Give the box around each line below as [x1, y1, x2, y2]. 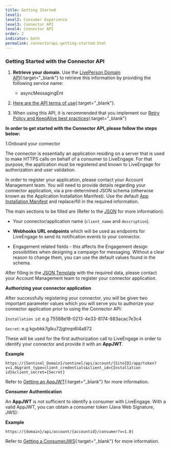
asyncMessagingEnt [20, 90, 63, 96]
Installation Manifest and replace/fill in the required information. [5, 198, 139, 205]
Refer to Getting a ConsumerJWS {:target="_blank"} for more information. [5, 438, 160, 444]
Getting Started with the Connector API [5, 57, 105, 64]
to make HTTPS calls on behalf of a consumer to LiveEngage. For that [5, 156, 153, 162]
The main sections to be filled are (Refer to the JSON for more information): [5, 208, 164, 215]
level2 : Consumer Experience [5, 17, 68, 22]
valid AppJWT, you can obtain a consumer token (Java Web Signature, [5, 404, 155, 410]
